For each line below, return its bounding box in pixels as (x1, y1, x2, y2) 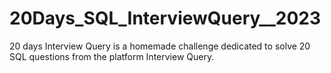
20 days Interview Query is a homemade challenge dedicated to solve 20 (9, 40, 311, 52)
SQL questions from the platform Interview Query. (9, 50, 215, 62)
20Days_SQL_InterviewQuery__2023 (9, 7, 322, 30)
